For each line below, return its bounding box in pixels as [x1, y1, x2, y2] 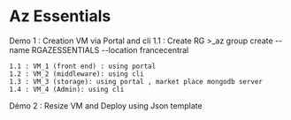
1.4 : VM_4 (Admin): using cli [9, 85, 125, 94]
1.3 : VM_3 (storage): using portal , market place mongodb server [9, 77, 264, 86]
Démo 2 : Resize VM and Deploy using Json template [9, 100, 203, 111]
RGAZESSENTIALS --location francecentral [31, 44, 189, 55]
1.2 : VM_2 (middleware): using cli [9, 69, 144, 79]
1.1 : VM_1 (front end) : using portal [9, 62, 157, 71]
